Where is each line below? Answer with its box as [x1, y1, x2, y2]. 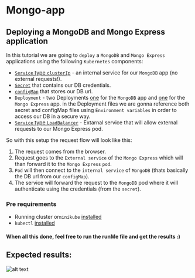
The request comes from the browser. [14, 148, 107, 155]
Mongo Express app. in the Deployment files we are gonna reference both [14, 100, 190, 107]
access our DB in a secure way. [14, 113, 91, 120]
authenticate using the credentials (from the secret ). [14, 185, 142, 192]
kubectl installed [14, 219, 55, 226]
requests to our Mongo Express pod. [14, 126, 104, 132]
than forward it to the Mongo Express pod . [14, 161, 112, 167]
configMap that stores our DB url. [14, 88, 93, 94]
